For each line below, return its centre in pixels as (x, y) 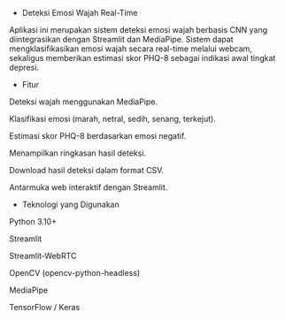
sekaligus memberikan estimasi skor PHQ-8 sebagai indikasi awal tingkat (142, 58)
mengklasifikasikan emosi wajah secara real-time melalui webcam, (131, 49)
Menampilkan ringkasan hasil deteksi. (78, 153)
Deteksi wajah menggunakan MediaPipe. (83, 102)
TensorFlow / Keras (45, 307)
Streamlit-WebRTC (43, 256)
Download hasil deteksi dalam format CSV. (86, 170)
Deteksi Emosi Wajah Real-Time (80, 13)
